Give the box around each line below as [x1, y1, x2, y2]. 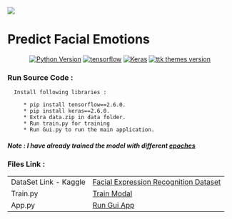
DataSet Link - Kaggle [11, 177, 86, 187]
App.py [11, 200, 36, 210]
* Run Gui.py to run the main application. [23, 126, 155, 133]
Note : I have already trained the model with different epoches [7, 141, 196, 150]
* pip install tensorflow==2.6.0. [23, 101, 126, 108]
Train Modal [92, 188, 133, 198]
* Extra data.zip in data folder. [23, 114, 126, 121]
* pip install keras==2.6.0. [23, 108, 111, 115]
